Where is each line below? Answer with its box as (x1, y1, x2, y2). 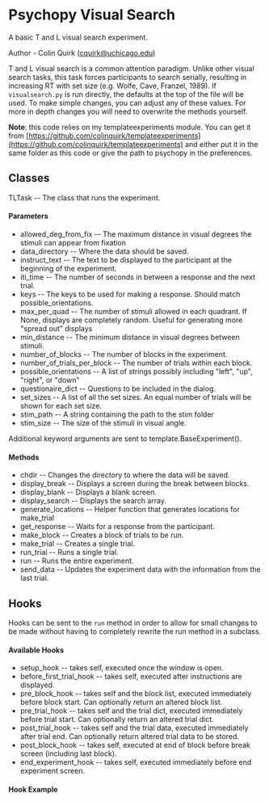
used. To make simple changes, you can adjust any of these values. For (8, 98, 246, 107)
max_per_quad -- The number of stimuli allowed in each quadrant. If (19, 306, 247, 316)
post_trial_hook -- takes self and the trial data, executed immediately (19, 723, 249, 733)
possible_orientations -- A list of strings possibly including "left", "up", (19, 366, 253, 376)
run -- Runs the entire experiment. (19, 556, 135, 566)
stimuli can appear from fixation (19, 237, 127, 247)
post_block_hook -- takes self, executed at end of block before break (19, 741, 250, 750)
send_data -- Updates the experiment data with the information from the (19, 565, 261, 574)
